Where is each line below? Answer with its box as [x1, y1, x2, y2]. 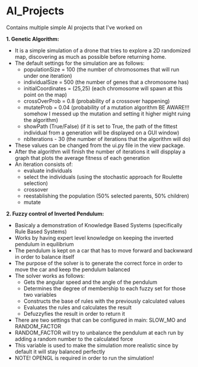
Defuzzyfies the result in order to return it [23, 310, 126, 317]
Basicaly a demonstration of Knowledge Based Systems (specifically [14, 221, 183, 228]
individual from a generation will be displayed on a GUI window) [23, 129, 180, 136]
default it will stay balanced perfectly [14, 348, 106, 355]
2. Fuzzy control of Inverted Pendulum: [6, 210, 104, 217]
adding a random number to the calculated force [14, 335, 133, 343]
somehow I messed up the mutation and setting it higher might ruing [23, 110, 191, 117]
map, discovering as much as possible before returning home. [14, 53, 167, 60]
